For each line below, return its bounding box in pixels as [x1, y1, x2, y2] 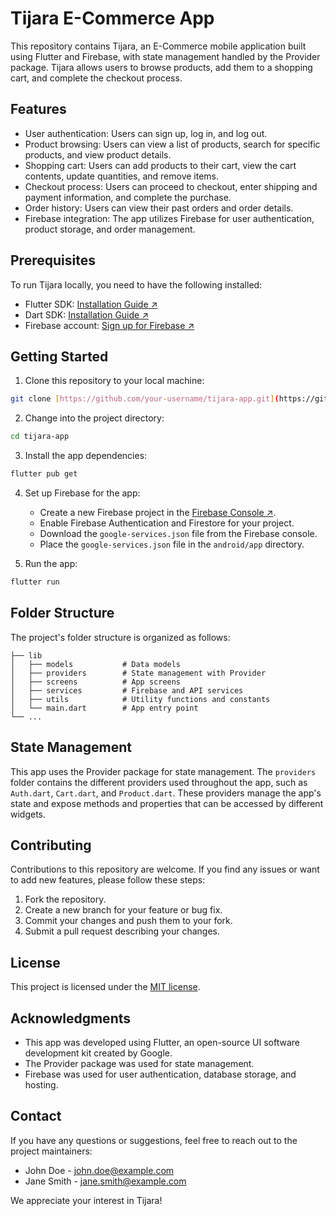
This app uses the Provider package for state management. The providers [10, 765, 317, 777]
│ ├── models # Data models [10, 659, 182, 669]
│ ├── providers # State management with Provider [10, 668, 267, 678]
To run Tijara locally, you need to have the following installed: [10, 278, 263, 291]
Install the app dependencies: [24, 450, 148, 462]
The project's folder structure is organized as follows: [10, 631, 231, 643]
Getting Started [10, 348, 109, 365]
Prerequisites [10, 252, 96, 269]
